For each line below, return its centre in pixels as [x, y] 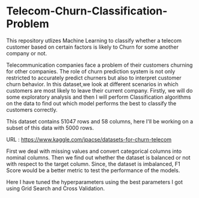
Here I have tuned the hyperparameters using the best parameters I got [95, 182]
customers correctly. [32, 110]
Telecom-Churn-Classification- [87, 11]
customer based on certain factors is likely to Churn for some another [93, 47]
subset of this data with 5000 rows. [50, 128]
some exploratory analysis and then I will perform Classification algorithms [99, 97]
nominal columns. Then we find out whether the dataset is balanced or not [98, 157]
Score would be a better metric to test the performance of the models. [93, 170]
